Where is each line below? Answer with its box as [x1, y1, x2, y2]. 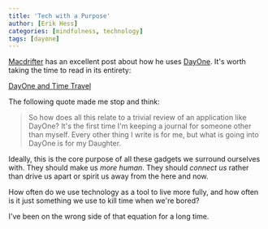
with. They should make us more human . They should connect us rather [8, 163, 249, 173]
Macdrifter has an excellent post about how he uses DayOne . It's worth [8, 57, 246, 67]
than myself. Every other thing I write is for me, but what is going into [28, 130, 259, 140]
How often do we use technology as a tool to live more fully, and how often [8, 188, 259, 197]
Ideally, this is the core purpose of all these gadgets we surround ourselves [8, 154, 261, 164]
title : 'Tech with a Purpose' [8, 11, 111, 20]
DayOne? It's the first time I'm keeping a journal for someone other [28, 121, 252, 131]
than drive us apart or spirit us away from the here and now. [8, 171, 209, 181]
